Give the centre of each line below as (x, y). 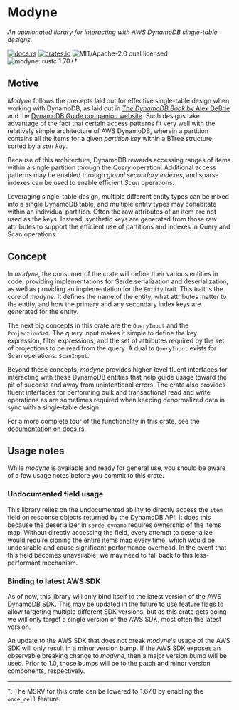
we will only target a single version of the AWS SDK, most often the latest (115, 619)
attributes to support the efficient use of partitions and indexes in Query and (119, 226)
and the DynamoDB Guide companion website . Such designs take (104, 115)
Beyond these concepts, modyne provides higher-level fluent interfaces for (117, 369)
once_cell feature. (34, 699)
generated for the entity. (43, 311)
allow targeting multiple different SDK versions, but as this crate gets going (117, 611)
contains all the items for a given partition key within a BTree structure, (111, 138)
